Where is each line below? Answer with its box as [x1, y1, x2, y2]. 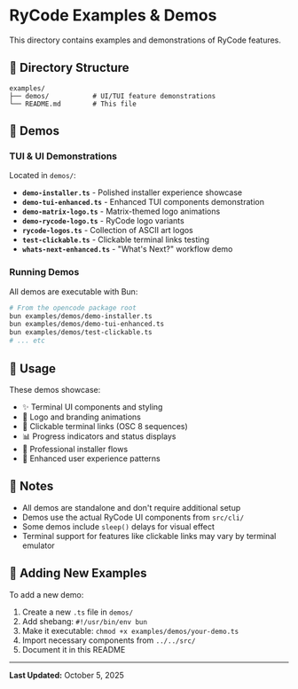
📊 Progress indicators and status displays [21, 431, 176, 442]
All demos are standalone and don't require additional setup [21, 502, 241, 513]
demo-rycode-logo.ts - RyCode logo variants [21, 215, 184, 226]
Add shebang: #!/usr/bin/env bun [21, 615, 148, 626]
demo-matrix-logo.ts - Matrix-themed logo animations [21, 206, 221, 217]
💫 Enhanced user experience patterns [21, 453, 161, 464]
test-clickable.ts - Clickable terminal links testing [21, 234, 210, 245]
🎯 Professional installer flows [21, 443, 129, 454]
